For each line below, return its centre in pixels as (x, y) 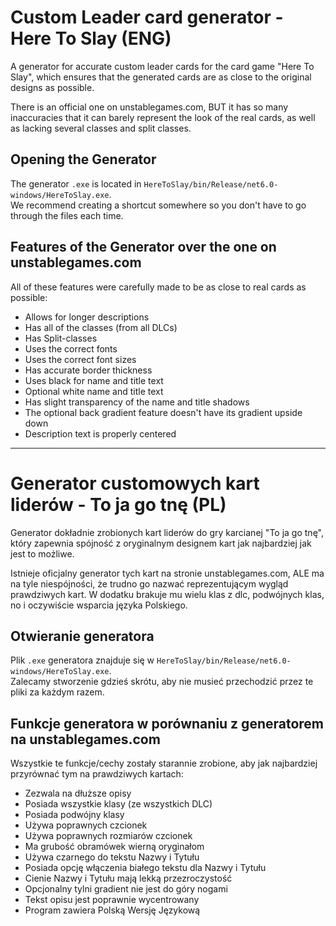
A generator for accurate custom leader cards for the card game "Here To (162, 66)
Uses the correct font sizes (80, 359)
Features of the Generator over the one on (143, 247)
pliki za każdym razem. (57, 692)
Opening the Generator (83, 159)
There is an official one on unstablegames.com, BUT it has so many (149, 107)
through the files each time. (67, 215)
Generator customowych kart (135, 483)
